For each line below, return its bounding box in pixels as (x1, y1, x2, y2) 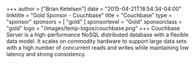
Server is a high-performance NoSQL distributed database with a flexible (6, 31, 189, 38)
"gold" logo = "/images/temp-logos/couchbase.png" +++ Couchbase (6, 24, 180, 32)
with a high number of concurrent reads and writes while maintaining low (6, 44, 190, 51)
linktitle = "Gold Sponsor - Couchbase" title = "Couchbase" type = (6, 12, 173, 19)
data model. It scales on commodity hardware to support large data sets (6, 38, 187, 44)
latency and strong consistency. (6, 51, 86, 57)
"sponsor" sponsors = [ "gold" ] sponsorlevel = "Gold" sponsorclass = (6, 18, 182, 25)
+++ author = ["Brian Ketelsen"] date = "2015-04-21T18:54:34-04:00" (6, 5, 182, 12)
